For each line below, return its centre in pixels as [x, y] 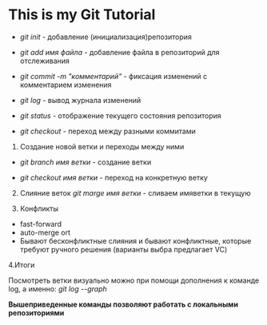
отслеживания [45, 61]
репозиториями [36, 312]
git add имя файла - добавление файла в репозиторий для [120, 52]
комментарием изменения [66, 85]
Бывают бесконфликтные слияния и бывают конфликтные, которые [135, 240]
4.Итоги [22, 264]
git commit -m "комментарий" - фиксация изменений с [114, 76]
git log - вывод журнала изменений [80, 100]
